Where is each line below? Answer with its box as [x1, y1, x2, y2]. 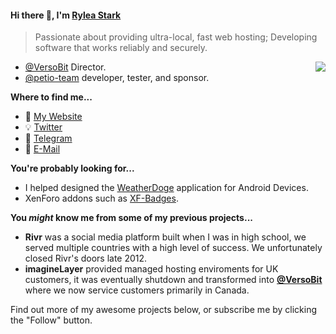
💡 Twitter [24, 121, 63, 133]
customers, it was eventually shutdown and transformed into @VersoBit [24, 274, 323, 286]
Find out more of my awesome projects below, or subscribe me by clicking [10, 304, 318, 316]
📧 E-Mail [24, 143, 61, 155]
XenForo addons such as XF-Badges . [24, 192, 179, 205]
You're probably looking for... [10, 162, 135, 175]
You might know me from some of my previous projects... [10, 212, 253, 224]
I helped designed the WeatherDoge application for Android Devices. [24, 182, 309, 194]
